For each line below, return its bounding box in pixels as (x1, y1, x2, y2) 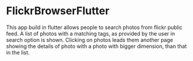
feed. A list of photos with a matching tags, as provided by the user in (6, 30, 175, 37)
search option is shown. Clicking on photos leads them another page (6, 36, 174, 43)
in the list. (6, 49, 30, 56)
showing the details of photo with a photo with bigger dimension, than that (6, 43, 187, 50)
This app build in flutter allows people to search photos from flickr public (6, 24, 183, 31)
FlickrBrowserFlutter (6, 4, 110, 18)
